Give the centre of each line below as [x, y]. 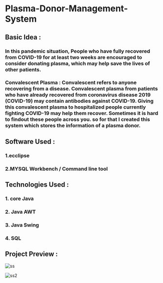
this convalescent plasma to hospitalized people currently [75, 107]
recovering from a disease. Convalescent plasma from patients [81, 89]
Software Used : [30, 141]
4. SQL [13, 238]
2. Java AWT [20, 212]
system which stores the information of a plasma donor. [73, 126]
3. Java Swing [22, 225]
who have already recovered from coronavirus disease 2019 [78, 95]
